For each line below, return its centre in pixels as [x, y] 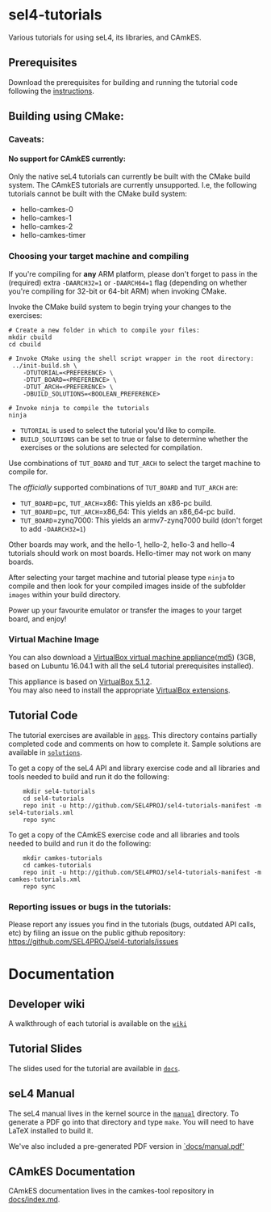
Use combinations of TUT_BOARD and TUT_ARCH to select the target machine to [134, 463]
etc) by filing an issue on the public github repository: [97, 933]
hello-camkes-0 [47, 210]
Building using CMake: [66, 116]
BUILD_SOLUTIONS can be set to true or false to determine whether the [134, 439]
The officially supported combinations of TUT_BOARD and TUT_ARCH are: [123, 487]
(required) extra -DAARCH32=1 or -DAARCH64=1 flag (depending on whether [128, 282]
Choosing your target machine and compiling [99, 256]
